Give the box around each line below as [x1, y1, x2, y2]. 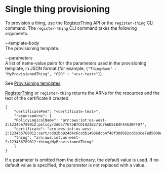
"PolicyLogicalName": [14, 117, 58, 122]
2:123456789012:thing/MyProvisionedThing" [5, 139, 94, 144]
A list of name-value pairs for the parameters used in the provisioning [5, 60, 147, 66]
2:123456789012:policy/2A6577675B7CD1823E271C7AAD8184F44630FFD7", [5, 122, 147, 127]
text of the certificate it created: [5, 95, 70, 101]
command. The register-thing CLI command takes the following [5, 25, 137, 31]
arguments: [5, 30, 29, 36]
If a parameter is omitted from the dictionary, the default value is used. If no [5, 157, 159, 163]
